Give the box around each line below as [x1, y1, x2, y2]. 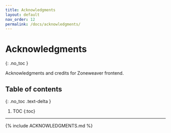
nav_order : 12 [5, 17, 36, 22]
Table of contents [5, 85, 62, 93]
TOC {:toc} [12, 108, 36, 114]
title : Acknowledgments [5, 7, 56, 13]
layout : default [5, 12, 40, 17]
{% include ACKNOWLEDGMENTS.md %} [5, 123, 93, 128]
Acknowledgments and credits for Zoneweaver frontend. [5, 70, 124, 76]
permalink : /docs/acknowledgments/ [5, 21, 81, 27]
